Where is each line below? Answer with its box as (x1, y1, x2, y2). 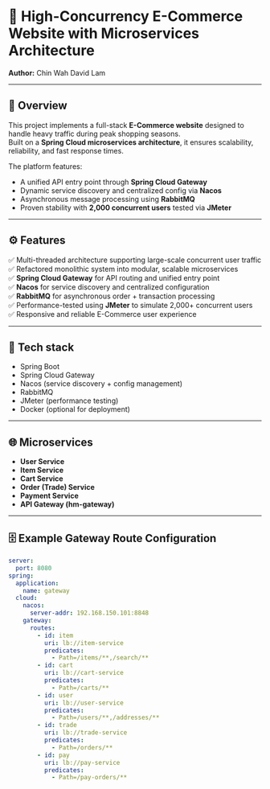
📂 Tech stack (8, 340, 75, 354)
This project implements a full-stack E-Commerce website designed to (8, 120, 245, 129)
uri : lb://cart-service (43, 669, 125, 677)
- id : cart (37, 661, 74, 670)
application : (15, 579, 59, 587)
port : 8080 (15, 564, 52, 572)
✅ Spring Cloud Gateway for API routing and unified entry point (8, 273, 220, 282)
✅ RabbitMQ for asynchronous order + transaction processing (8, 291, 215, 301)
